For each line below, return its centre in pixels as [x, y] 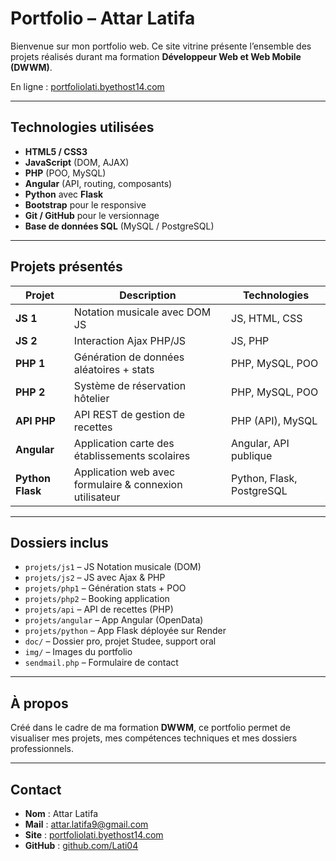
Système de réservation [130, 385]
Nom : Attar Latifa [61, 813]
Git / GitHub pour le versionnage [92, 215]
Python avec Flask [64, 194]
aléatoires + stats [114, 369]
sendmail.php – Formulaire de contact [101, 663]
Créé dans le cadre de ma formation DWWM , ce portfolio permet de [150, 728]
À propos [39, 703]
